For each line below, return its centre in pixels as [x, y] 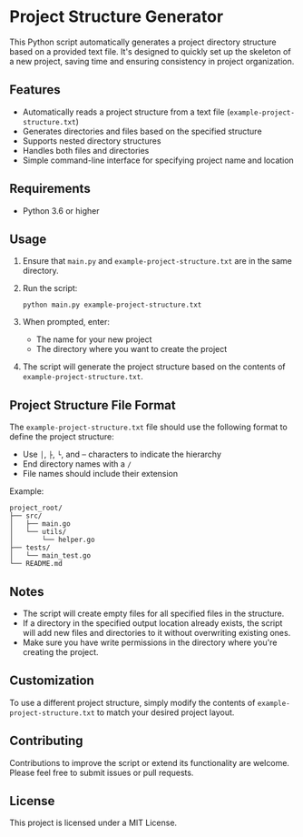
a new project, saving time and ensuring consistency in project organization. [152, 61]
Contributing [46, 741]
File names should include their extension [100, 474]
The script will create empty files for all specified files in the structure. [153, 613]
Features [35, 90]
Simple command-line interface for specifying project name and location [158, 160]
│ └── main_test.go [50, 556]
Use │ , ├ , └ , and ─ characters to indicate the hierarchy [122, 454]
